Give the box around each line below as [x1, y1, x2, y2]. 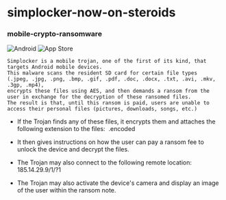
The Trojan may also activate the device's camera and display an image [16, 179, 219, 187]
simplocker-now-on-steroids [7, 5, 176, 20]
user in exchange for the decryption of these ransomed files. [7, 94, 192, 100]
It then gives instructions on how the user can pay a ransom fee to [16, 138, 204, 146]
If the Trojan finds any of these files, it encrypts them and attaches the [16, 117, 216, 126]
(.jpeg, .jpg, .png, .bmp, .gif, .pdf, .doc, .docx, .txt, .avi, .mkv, [7, 76, 216, 83]
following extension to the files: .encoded [16, 125, 136, 133]
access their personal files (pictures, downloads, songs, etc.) [7, 106, 197, 113]
